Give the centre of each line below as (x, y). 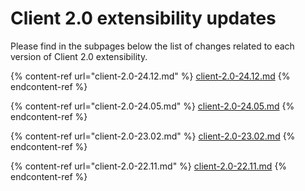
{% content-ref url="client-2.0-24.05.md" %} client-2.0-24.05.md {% (152, 106)
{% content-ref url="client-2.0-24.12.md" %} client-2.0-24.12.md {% (150, 76)
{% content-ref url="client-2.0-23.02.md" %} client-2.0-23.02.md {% (153, 136)
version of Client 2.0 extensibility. (79, 56)
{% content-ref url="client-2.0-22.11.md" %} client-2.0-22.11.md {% (149, 166)
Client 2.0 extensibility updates (143, 18)
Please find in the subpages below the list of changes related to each (152, 46)
